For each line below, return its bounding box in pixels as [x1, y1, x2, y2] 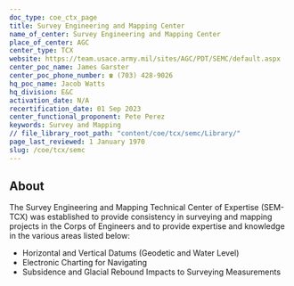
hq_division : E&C [9, 87, 74, 96]
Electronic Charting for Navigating [21, 257, 148, 268]
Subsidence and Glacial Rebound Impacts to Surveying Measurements [21, 266, 282, 277]
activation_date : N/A [9, 95, 90, 105]
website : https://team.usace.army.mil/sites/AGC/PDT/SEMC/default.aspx [9, 54, 281, 63]
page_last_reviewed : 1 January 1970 [9, 137, 145, 146]
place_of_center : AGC [9, 37, 90, 47]
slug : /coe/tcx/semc [9, 145, 86, 154]
